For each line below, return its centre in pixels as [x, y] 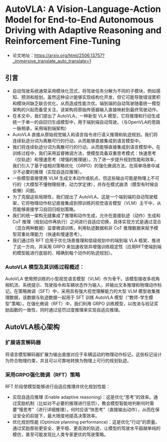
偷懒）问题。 [25, 190]
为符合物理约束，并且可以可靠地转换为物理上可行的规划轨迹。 [68, 360]
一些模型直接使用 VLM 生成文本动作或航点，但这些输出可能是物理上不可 [86, 178]
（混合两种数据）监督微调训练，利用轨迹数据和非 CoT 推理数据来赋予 [83, 228]
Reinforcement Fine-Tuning [63, 41]
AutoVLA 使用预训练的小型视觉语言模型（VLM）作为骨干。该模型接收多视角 [83, 279]
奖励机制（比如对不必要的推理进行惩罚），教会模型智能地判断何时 [83, 403]
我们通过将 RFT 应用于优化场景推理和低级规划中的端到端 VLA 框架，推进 [86, 240]
